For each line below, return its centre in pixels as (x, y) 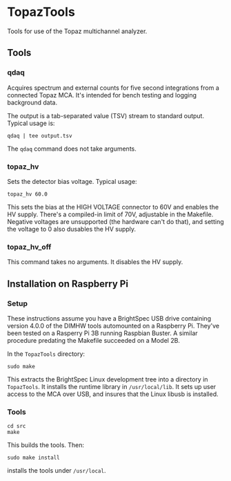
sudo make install (33, 458)
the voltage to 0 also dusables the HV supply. (72, 229)
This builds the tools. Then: (46, 445)
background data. (32, 102)
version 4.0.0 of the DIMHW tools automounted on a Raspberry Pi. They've (113, 326)
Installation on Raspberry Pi (68, 284)
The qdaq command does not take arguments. (72, 149)
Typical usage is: (31, 123)
